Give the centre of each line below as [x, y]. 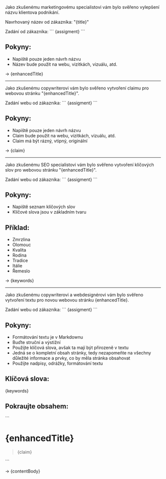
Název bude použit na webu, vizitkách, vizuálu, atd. [65, 64]
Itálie [17, 266]
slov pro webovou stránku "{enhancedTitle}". [51, 170]
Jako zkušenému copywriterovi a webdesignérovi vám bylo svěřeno [74, 295]
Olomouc [21, 245]
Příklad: [17, 228]
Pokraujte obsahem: [37, 407]
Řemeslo [21, 271]
